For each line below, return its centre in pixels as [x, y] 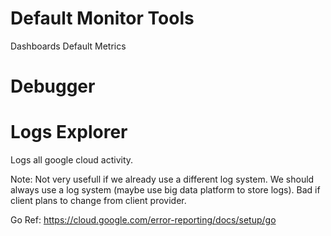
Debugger [53, 86]
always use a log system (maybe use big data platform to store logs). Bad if [165, 190]
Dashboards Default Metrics [68, 46]
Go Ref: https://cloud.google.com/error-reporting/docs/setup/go [143, 220]
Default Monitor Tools [102, 18]
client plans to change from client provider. [98, 201]
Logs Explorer [69, 132]
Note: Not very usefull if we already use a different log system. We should [162, 179]
